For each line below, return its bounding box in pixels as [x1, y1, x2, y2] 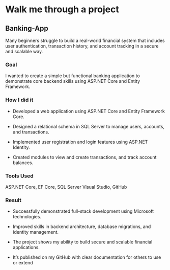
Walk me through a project [5, 4, 120, 15]
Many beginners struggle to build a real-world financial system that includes [5, 37, 165, 43]
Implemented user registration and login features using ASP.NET [12, 139, 148, 145]
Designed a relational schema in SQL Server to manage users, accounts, [12, 123, 164, 129]
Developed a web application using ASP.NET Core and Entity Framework [12, 108, 165, 114]
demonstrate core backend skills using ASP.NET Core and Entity [5, 78, 140, 84]
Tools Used [5, 172, 34, 179]
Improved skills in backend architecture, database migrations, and [12, 223, 151, 230]
